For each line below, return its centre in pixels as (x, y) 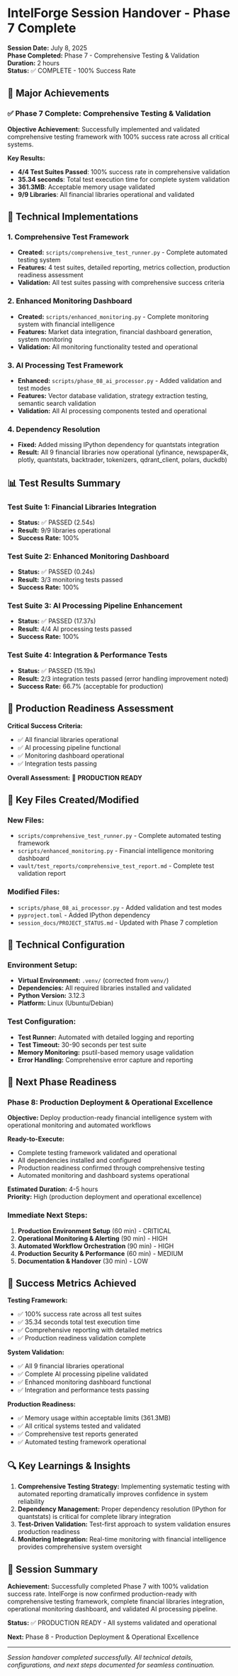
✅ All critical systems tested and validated (79, 1426)
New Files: (26, 820)
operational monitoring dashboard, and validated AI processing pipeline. (113, 1608)
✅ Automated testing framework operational (82, 1442)
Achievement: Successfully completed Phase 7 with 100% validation (108, 1586)
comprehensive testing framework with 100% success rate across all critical (119, 136)
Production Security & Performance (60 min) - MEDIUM (101, 1253)
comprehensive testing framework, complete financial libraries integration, (116, 1601)
